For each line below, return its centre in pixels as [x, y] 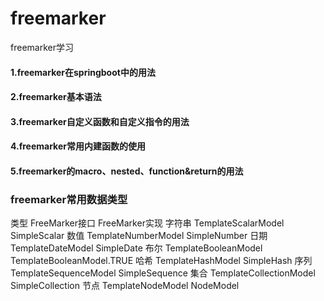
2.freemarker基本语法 [56, 97]
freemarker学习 [42, 47]
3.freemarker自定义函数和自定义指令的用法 [100, 121]
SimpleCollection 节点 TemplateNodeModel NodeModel [125, 286]
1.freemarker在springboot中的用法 [83, 72]
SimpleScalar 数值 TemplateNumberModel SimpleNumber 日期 [139, 236]
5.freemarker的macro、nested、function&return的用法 [127, 171]
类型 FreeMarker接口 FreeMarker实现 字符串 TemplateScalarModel [147, 223]
